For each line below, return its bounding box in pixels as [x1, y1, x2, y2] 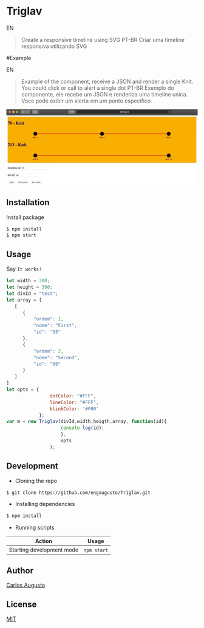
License [6, 599, 37, 609]
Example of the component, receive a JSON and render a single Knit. [21, 78, 194, 85]
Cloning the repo [15, 477, 58, 484]
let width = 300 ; [6, 278, 50, 284]
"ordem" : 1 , [33, 316, 64, 322]
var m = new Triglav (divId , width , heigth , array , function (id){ [6, 419, 167, 425]
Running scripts [15, 524, 55, 532]
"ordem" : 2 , [33, 348, 64, 354]
